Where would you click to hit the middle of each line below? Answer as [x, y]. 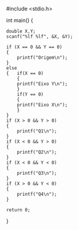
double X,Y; [21, 31]
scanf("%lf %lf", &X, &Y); [40, 37]
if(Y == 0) [30, 94]
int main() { [20, 20]
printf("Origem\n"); [42, 58]
